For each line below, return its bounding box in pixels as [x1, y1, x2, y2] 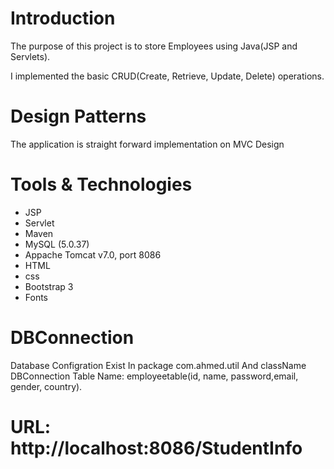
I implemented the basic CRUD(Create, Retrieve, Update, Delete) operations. [10, 70, 325, 82]
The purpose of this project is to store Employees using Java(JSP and [10, 40, 298, 52]
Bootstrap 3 [24, 280, 74, 292]
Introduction [10, 7, 116, 30]
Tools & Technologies [10, 173, 193, 196]
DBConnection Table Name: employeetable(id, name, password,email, [10, 370, 299, 382]
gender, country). [10, 380, 83, 392]
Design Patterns [10, 105, 147, 128]
